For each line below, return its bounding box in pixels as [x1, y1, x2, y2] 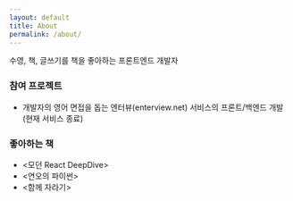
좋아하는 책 [9, 138, 54, 150]
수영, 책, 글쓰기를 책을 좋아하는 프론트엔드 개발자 [9, 55, 179, 66]
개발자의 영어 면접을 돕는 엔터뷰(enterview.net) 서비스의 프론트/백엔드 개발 [21, 102, 284, 113]
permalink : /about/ [9, 29, 82, 38]
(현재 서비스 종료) [21, 113, 84, 123]
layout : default [9, 13, 70, 22]
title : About [9, 21, 58, 30]
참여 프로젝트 [9, 80, 63, 92]
